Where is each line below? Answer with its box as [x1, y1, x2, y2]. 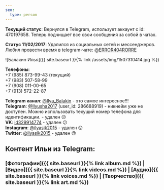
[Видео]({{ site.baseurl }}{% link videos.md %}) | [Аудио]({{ [5, 166, 158, 173]
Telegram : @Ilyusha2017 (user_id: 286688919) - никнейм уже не [5, 103, 143, 109]
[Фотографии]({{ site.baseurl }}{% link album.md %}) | [5, 160, 145, 167]
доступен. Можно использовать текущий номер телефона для [5, 108, 141, 115]
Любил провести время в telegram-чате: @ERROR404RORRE [5, 47, 137, 53]
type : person [10, 12, 38, 17]
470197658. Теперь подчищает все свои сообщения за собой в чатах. [5, 31, 157, 37]
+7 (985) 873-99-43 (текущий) [5, 71, 71, 78]
